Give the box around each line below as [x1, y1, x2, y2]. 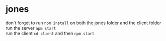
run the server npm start [5, 25, 56, 31]
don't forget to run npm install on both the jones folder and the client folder [5, 20, 161, 26]
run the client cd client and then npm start [5, 30, 95, 36]
